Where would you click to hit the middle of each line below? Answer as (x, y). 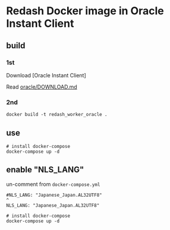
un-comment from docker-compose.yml (53, 184)
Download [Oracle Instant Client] (46, 75)
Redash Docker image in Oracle (85, 11)
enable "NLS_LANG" (45, 170)
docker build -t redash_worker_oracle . (57, 115)
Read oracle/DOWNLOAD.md (42, 87)
